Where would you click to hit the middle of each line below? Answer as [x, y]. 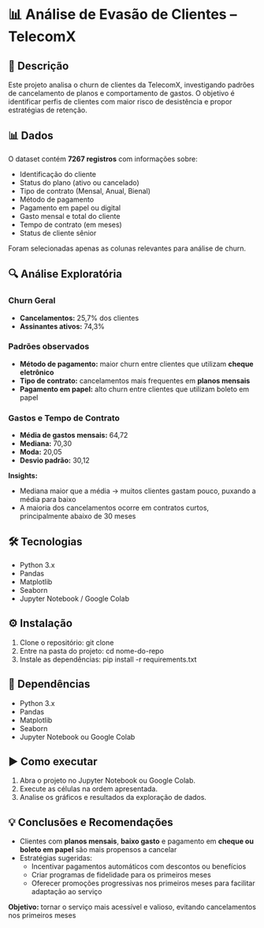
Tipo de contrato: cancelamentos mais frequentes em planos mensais [135, 380]
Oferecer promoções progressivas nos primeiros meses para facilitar [143, 883]
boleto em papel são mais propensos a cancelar [98, 850]
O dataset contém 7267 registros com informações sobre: [103, 159]
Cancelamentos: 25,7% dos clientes [79, 318]
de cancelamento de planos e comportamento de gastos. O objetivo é [121, 93]
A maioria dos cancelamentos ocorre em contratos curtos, [114, 508]
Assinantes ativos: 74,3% [62, 326]
